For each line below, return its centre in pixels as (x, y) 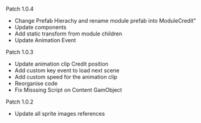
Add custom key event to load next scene (67, 70)
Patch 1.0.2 (20, 102)
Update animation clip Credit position (61, 64)
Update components (40, 27)
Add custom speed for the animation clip (66, 77)
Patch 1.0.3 (20, 52)
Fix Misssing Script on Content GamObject (68, 90)
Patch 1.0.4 (20, 9)
